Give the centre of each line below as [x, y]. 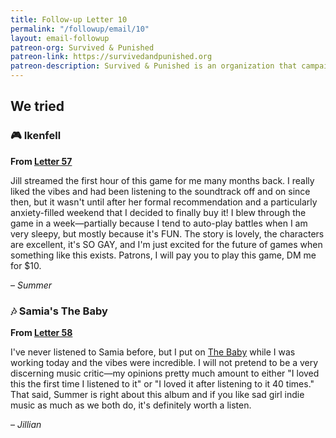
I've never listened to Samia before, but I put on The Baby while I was [153, 352]
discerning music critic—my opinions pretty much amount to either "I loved [165, 373]
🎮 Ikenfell [36, 136]
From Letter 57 [41, 161]
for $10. [26, 265]
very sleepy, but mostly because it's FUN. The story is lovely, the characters [167, 233]
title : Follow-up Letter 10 [69, 19]
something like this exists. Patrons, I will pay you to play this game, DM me [163, 255]
